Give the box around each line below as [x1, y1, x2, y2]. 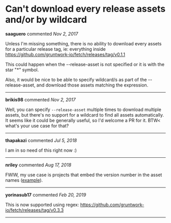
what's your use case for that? [5, 123, 69, 129]
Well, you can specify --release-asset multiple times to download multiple [5, 106, 161, 113]
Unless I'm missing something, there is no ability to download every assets [5, 40, 162, 46]
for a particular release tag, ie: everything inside [5, 46, 106, 52]
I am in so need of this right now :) [5, 147, 77, 153]
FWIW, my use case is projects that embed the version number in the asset [5, 172, 162, 178]
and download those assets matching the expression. [36, 82, 149, 88]
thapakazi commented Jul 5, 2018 [5, 137, 77, 143]
